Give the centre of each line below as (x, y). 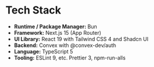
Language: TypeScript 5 (43, 51)
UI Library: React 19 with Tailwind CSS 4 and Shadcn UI (81, 39)
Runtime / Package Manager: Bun (55, 26)
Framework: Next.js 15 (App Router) (58, 32)
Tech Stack (33, 10)
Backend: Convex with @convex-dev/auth (65, 45)
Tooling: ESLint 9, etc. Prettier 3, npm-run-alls (70, 58)
